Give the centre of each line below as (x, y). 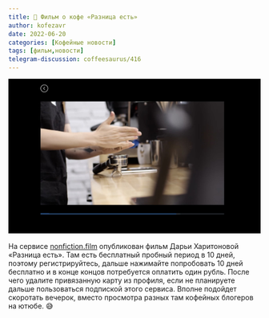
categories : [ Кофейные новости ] (62, 43)
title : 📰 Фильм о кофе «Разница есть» (73, 17)
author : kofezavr (37, 25)
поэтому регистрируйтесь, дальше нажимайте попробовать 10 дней (126, 263)
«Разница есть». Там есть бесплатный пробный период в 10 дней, (122, 255)
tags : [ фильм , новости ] (46, 51)
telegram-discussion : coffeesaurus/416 (75, 59)
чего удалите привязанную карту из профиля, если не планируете (122, 280)
